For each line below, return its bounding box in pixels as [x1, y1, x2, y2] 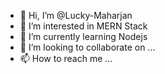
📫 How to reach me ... [19, 53, 113, 64]
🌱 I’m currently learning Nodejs [19, 31, 148, 42]
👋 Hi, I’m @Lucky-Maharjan [19, 10, 133, 21]
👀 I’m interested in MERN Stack [19, 20, 148, 32]
